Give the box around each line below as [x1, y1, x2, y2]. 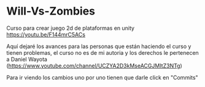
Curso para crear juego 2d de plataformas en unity [6, 24, 135, 32]
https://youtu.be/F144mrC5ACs [6, 30, 86, 38]
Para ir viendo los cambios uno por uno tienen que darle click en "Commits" [6, 74, 198, 81]
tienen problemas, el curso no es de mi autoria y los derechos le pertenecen [6, 49, 199, 56]
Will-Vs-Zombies [6, 4, 95, 18]
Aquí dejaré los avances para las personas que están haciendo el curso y [6, 43, 191, 50]
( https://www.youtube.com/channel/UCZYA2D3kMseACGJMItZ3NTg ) [6, 62, 182, 69]
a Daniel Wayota [6, 55, 48, 63]
